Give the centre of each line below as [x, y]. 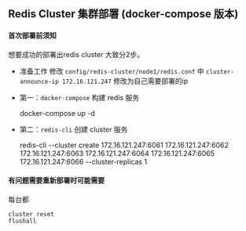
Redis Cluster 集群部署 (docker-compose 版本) [123, 14]
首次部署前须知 [32, 35]
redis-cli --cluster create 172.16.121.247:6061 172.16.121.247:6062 [124, 145]
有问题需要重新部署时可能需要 [56, 180]
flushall [22, 221]
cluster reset [31, 214]
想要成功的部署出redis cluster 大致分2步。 [76, 54]
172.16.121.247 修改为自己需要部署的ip [125, 81]
